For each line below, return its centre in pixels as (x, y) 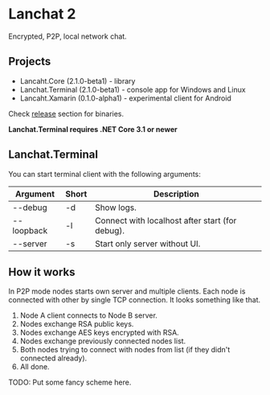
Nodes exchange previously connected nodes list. (103, 341)
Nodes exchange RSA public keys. (77, 324)
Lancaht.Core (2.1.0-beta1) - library (78, 80)
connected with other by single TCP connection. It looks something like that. (135, 300)
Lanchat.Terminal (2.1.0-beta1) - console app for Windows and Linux (133, 89)
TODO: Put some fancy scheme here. (70, 382)
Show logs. (116, 208)
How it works (42, 272)
